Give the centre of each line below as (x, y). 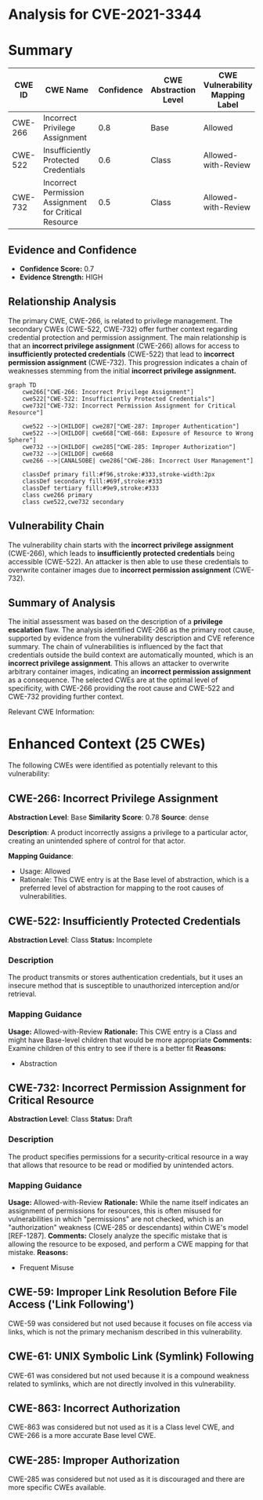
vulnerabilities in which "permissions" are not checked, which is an (116, 1219)
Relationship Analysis (62, 302)
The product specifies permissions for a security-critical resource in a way (128, 1156)
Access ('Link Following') (71, 1305)
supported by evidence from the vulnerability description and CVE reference (131, 638)
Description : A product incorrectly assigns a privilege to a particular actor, (128, 833)
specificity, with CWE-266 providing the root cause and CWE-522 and (121, 688)
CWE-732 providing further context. (66, 697)
